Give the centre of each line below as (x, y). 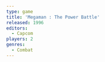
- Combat (22, 50)
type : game (20, 12)
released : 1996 (25, 22)
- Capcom (22, 34)
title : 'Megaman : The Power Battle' (53, 17)
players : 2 (20, 39)
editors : (17, 28)
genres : (16, 45)
